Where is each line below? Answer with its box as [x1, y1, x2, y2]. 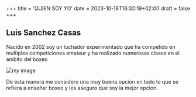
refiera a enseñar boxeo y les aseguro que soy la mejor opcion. [6, 84, 158, 91]
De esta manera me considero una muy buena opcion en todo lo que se [6, 78, 178, 85]
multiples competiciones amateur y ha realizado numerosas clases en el [6, 49, 180, 56]
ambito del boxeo [6, 55, 48, 63]
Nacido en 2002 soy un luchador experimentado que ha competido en [6, 43, 176, 50]
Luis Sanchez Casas [6, 28, 81, 38]
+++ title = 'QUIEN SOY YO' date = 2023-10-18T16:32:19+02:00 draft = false [6, 5, 191, 12]
